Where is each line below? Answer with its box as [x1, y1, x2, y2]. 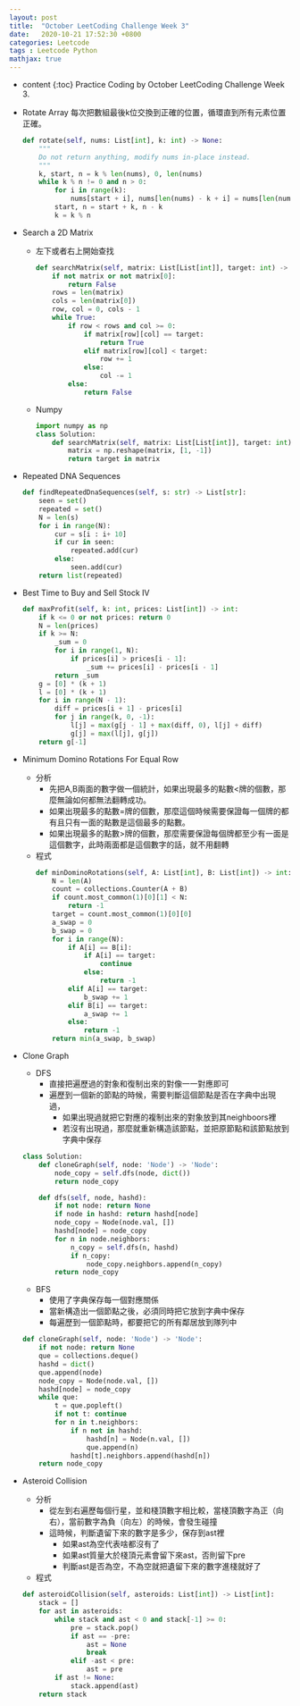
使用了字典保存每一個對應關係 [48, 1295, 159, 1306]
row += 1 [99, 355, 132, 364]
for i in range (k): [54, 186, 127, 195]
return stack [38, 1690, 87, 1699]
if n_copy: [70, 1251, 112, 1260]
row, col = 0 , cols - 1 [52, 305, 140, 314]
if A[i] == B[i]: [67, 943, 132, 952]
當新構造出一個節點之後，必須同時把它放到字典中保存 [48, 1306, 246, 1316]
